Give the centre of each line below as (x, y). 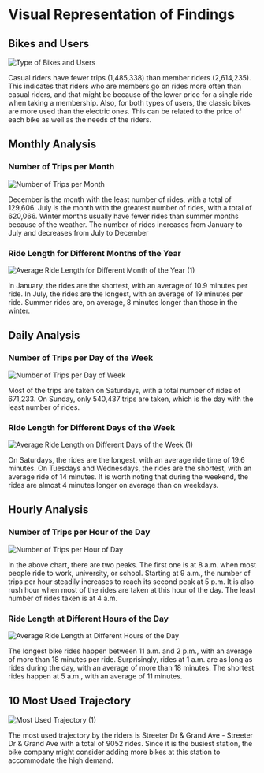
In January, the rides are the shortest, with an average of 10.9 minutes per (128, 285)
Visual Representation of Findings (121, 15)
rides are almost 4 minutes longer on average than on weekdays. (113, 485)
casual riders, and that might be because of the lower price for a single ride (130, 95)
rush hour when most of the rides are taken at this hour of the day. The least (132, 589)
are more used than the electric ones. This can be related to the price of (125, 111)
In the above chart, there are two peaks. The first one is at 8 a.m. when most (132, 564)
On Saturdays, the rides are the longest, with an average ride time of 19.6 (127, 459)
